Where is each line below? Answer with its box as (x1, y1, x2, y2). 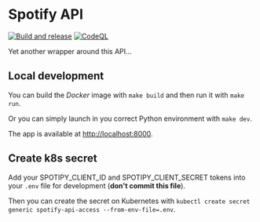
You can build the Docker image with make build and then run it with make (8, 90, 245, 100)
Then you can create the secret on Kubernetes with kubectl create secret (8, 196, 251, 206)
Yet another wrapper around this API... (8, 46, 132, 56)
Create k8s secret (8, 151, 97, 166)
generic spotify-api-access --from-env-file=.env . (8, 204, 176, 213)
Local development (8, 69, 104, 83)
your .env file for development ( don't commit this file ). (8, 180, 186, 190)
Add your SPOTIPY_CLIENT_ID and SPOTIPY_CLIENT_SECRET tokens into (8, 173, 246, 182)
